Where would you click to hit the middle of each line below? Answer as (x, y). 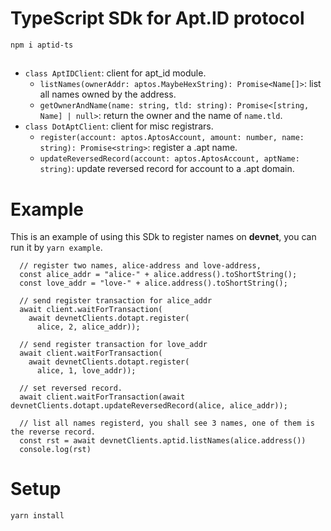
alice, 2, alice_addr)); (88, 327)
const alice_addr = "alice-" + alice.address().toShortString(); (158, 275)
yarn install (37, 516)
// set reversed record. (71, 388)
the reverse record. (53, 432)
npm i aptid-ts (42, 45)
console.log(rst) (55, 450)
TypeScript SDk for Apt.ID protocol (157, 18)
